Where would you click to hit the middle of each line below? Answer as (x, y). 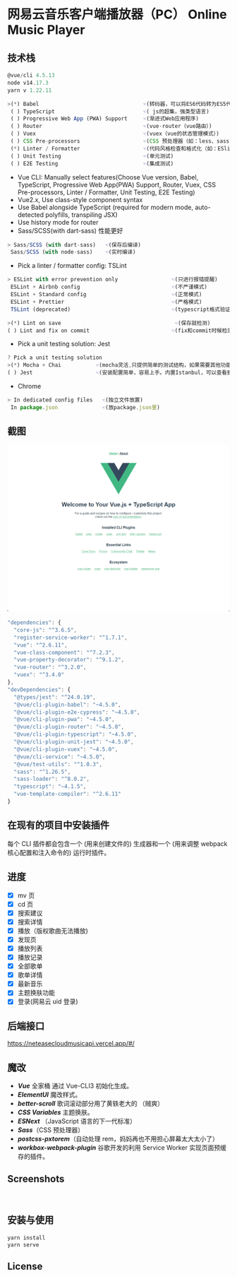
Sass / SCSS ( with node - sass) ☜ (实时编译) (73, 252)
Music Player (46, 30)
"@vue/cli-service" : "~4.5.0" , (60, 757)
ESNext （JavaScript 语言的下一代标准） (77, 1122)
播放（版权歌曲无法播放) (53, 931)
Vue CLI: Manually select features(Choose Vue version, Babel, (108, 177)
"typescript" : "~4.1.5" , (50, 787)
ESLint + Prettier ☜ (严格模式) (106, 302)
